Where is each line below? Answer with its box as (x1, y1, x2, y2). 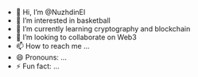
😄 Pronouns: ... (15, 53, 68, 62)
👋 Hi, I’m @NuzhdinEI (15, 8, 86, 16)
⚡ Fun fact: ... (15, 61, 60, 71)
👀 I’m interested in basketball (15, 16, 111, 25)
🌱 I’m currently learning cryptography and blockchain (15, 24, 191, 33)
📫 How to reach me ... (15, 42, 90, 50)
